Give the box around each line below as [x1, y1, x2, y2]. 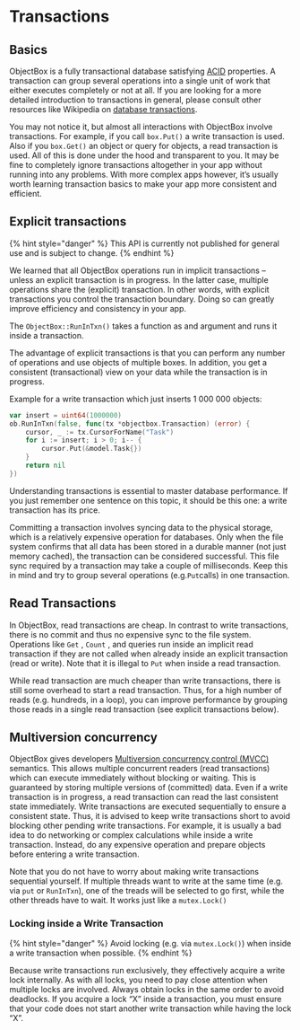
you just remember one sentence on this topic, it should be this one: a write [9, 495, 287, 506]
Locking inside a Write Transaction [9, 918, 164, 930]
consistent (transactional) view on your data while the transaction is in [9, 366, 268, 377]
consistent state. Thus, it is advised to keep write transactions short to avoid [9, 811, 291, 822]
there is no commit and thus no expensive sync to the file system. [9, 629, 252, 639]
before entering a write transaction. [9, 849, 141, 859]
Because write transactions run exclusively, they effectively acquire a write [9, 964, 286, 975]
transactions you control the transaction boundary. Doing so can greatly [9, 294, 275, 304]
